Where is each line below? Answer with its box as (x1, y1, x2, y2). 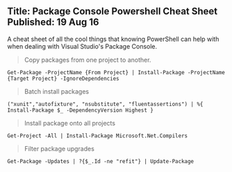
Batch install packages (24, 87, 90, 96)
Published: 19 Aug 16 (7, 17, 99, 28)
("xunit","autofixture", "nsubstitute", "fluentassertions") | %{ (7, 101, 204, 108)
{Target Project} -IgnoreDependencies (7, 75, 119, 82)
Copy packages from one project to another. (24, 55, 151, 64)
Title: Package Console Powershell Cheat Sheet (7, 6, 218, 17)
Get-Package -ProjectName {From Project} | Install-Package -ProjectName (7, 69, 226, 76)
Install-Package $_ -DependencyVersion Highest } (7, 107, 154, 114)
